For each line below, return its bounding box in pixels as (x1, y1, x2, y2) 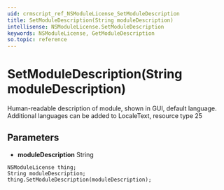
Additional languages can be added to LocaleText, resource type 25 (7, 112, 203, 120)
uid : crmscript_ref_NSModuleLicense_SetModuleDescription (7, 10, 180, 17)
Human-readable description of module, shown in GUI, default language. (7, 104, 217, 112)
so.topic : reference (7, 36, 68, 43)
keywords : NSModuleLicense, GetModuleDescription (7, 29, 155, 37)
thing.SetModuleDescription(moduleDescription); (7, 176, 152, 183)
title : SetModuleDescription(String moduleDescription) (7, 17, 174, 24)
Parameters (7, 132, 59, 144)
